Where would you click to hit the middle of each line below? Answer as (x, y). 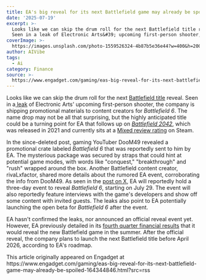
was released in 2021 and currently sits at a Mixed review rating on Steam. (100, 131)
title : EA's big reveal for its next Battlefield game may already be (98, 12)
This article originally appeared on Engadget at (65, 257)
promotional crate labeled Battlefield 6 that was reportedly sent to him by (99, 149)
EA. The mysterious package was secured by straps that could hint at (94, 155)
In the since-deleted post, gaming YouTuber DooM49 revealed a (87, 142)
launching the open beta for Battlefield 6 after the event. (77, 207)
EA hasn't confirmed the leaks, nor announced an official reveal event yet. (100, 219)
